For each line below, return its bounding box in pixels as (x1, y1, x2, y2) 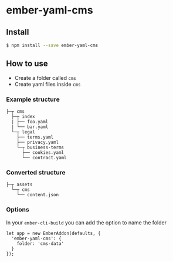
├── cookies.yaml (21, 149, 65, 156)
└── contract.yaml (21, 154, 67, 160)
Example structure (6, 95, 60, 103)
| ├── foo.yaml (11, 119, 49, 125)
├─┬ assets (6, 182, 33, 188)
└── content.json (16, 192, 59, 198)
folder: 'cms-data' (16, 240, 65, 247)
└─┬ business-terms (16, 145, 65, 150)
